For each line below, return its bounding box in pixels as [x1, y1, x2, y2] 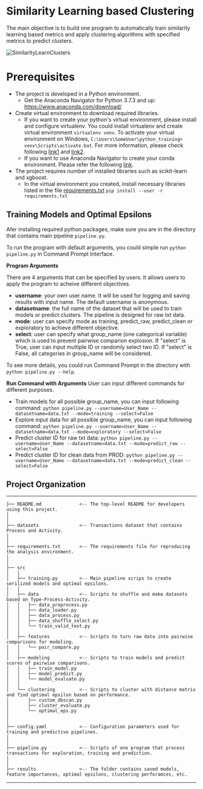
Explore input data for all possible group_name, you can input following [14, 416, 192, 423]
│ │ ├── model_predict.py [6, 670, 83, 676]
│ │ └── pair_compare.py [6, 644, 80, 650]
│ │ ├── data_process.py [6, 612, 80, 618]
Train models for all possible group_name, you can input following [14, 398, 179, 405]
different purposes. [6, 386, 54, 393]
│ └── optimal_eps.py [6, 707, 77, 714]
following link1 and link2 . [24, 148, 85, 155]
